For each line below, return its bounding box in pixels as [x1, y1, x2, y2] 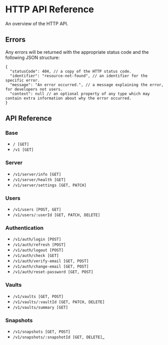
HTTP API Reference [5, 4, 94, 15]
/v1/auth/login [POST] [12, 237, 61, 242]
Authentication [5, 224, 44, 231]
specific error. [5, 78, 40, 83]
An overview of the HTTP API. [5, 20, 69, 27]
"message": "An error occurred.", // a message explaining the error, [10, 82, 164, 88]
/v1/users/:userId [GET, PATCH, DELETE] [12, 212, 100, 218]
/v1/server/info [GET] [12, 171, 61, 177]
